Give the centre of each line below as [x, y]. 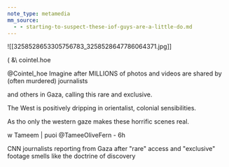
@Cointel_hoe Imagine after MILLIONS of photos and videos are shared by [114, 73]
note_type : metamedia [39, 14]
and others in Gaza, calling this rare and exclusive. [80, 94]
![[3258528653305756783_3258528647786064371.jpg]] [90, 47]
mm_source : [23, 20]
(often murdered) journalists [48, 81]
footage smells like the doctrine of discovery [71, 156]
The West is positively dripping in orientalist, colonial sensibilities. [102, 108]
